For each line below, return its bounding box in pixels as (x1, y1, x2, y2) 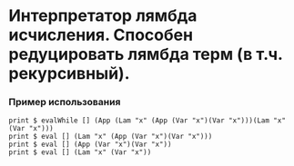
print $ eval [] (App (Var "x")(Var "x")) (8, 140, 172, 150)
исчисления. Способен (8, 24, 193, 45)
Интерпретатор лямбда (8, 5, 198, 26)
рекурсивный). (8, 63, 130, 84)
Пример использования (8, 96, 121, 109)
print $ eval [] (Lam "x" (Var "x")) (8, 148, 152, 157)
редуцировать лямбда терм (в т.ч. (8, 44, 283, 64)
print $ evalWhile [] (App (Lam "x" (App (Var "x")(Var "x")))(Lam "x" (8, 116, 286, 125)
